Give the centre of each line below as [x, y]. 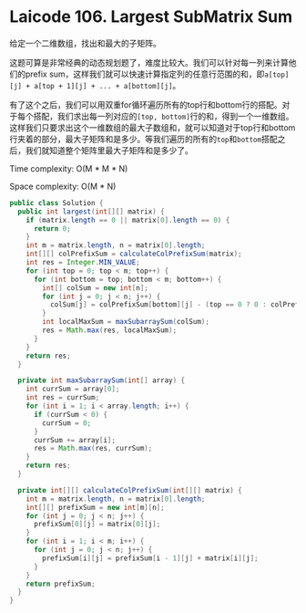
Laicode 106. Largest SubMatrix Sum [151, 17]
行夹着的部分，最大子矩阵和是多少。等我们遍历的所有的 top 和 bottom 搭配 [143, 139]
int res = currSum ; [63, 398]
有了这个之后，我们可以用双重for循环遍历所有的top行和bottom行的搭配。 [146, 104]
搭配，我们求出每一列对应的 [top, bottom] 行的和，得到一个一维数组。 [163, 116]
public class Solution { [56, 203]
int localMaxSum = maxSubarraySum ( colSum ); [126, 322]
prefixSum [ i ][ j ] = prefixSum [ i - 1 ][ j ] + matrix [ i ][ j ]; [150, 558]
